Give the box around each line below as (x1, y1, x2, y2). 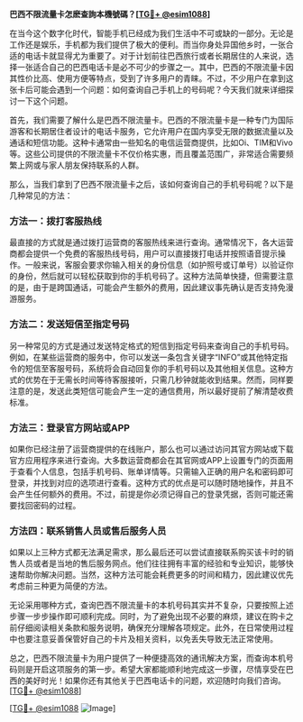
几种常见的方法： (9, 190, 73, 201)
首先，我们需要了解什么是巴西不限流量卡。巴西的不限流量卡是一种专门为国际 (9, 114, 294, 125)
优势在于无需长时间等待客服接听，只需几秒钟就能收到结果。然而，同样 (24, 374, 286, 385)
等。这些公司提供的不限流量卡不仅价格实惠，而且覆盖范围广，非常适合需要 (9, 149, 286, 159)
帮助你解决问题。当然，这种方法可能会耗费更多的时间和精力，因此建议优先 (16, 570, 294, 580)
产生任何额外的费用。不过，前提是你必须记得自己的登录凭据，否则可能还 (16, 489, 286, 499)
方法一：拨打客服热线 (9, 215, 102, 227)
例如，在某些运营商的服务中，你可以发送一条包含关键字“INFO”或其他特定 (9, 352, 280, 362)
